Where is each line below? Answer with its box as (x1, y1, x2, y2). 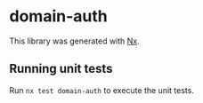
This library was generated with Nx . (9, 36, 140, 46)
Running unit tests (9, 61, 113, 76)
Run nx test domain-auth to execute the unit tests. (9, 84, 194, 95)
